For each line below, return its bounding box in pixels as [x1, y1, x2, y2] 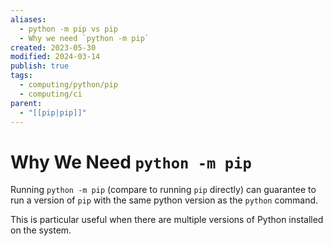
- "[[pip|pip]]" [19, 107, 87, 118]
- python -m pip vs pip [19, 24, 118, 34]
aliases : [10, 14, 47, 25]
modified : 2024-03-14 [10, 52, 101, 62]
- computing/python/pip [19, 80, 118, 90]
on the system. [10, 224, 72, 236]
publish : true [10, 61, 70, 71]
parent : [10, 98, 43, 108]
